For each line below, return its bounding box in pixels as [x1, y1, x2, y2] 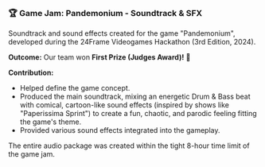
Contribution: [8, 68, 54, 78]
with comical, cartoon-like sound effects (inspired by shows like [19, 100, 229, 110]
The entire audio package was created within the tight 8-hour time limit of [8, 141, 250, 150]
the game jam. [8, 150, 56, 159]
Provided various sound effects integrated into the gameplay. [19, 126, 220, 135]
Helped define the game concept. [19, 83, 131, 93]
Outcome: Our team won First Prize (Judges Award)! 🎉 [8, 52, 191, 62]
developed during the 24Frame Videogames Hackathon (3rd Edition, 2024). [8, 37, 256, 47]
